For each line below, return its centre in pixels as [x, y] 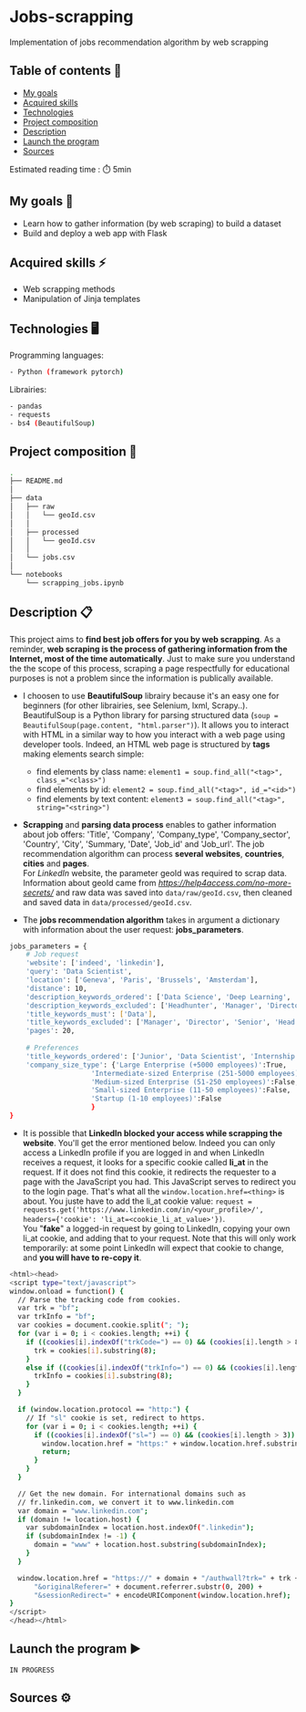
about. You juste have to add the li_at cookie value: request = [137, 1201]
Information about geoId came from [89, 882]
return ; [56, 1452]
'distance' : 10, [57, 988]
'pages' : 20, [51, 1031]
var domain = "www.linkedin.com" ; [83, 1511]
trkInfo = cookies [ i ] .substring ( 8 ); [103, 1376]
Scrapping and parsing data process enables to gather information [149, 824]
